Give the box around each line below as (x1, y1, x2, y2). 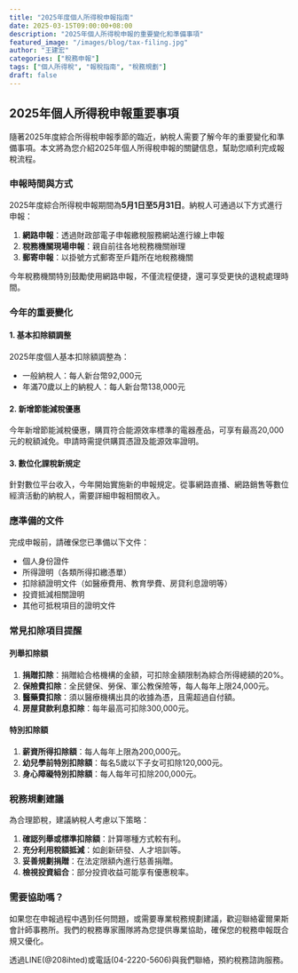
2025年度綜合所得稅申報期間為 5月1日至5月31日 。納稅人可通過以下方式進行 (9, 199, 283, 210)
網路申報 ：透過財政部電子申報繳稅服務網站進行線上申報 (21, 229, 224, 240)
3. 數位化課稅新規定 (9, 458, 82, 468)
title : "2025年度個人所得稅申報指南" (9, 12, 134, 22)
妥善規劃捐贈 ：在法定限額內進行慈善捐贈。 (21, 856, 178, 866)
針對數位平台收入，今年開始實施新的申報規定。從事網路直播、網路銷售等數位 (9, 479, 289, 490)
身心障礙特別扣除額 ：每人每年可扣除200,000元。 (21, 769, 201, 779)
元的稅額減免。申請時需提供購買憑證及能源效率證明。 (9, 436, 204, 447)
